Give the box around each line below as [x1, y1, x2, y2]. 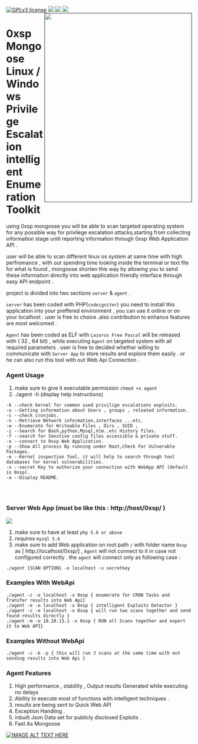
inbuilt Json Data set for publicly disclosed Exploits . [14, 714, 141, 721]
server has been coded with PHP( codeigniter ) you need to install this [6, 300, 175, 308]
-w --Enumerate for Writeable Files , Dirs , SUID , [6, 423, 138, 429]
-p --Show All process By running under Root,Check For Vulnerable [6, 444, 176, 449]
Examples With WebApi [6, 578, 75, 587]
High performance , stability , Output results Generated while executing [14, 682, 188, 690]
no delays [14, 689, 39, 696]
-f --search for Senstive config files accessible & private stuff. [6, 434, 178, 439]
